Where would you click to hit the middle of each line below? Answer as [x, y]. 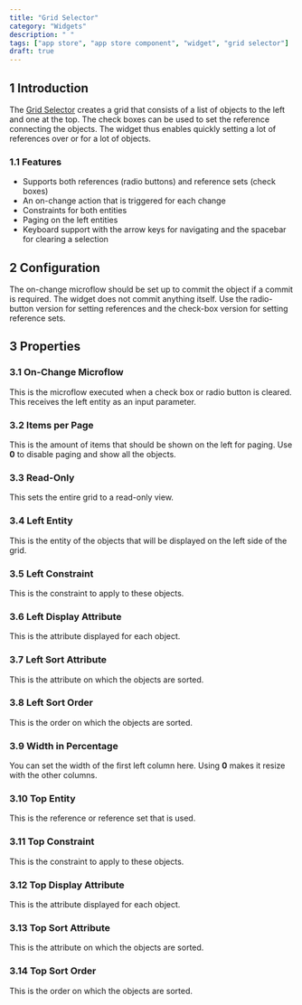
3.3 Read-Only [42, 477]
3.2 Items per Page [52, 425]
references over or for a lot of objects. [80, 138]
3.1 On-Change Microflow [66, 372]
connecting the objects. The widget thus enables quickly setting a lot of [143, 128]
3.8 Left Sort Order [51, 703]
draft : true [32, 52]
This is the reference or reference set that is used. [103, 818]
